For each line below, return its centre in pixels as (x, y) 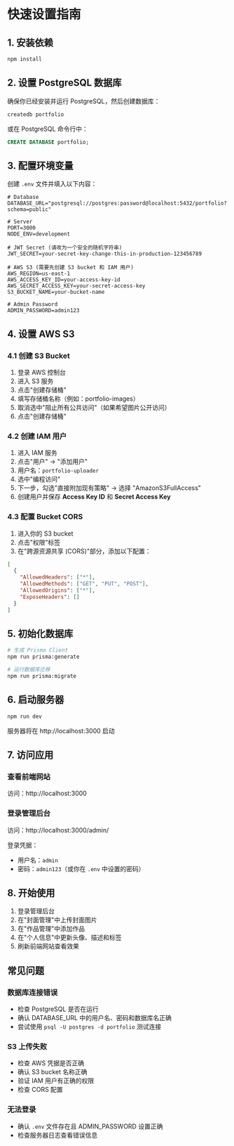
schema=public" (29, 210)
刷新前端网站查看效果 (48, 946)
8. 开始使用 (31, 893)
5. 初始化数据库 (40, 633)
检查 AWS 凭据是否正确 (51, 1063)
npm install (25, 59)
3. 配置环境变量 (40, 166)
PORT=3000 (22, 228)
